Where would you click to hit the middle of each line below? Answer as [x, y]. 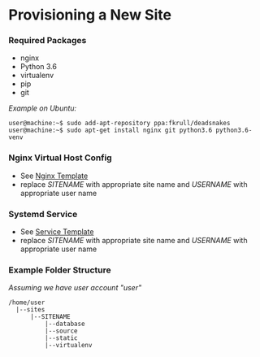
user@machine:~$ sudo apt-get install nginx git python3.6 [110, 131]
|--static [61, 338]
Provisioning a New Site [90, 15]
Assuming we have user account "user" [75, 288]
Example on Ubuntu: [43, 108]
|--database [65, 324]
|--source [61, 331]
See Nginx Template [54, 176]
